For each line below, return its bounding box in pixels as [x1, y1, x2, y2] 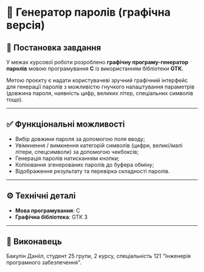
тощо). [6, 96, 23, 103]
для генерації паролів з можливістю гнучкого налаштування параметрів [6, 83, 195, 90]
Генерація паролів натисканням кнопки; [15, 154, 120, 162]
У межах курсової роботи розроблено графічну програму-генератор [6, 59, 189, 65]
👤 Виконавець [6, 236, 63, 247]
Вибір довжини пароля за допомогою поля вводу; [15, 135, 146, 142]
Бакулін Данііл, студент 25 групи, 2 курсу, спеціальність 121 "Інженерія [6, 253, 191, 260]
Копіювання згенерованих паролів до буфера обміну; [15, 161, 154, 168]
